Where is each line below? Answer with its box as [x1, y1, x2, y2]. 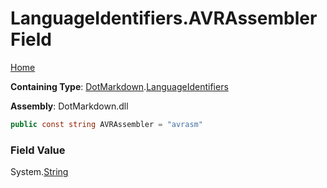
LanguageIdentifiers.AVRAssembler [10, 7, 318, 30]
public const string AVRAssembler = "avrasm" [10, 119, 203, 129]
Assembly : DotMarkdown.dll [10, 100, 129, 112]
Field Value [10, 143, 66, 157]
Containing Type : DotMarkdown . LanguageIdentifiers [10, 80, 229, 92]
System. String [10, 166, 69, 178]
